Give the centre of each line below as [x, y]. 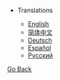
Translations [35, 10]
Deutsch [40, 40]
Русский [40, 55]
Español [39, 48]
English [38, 24]
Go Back [20, 69]
